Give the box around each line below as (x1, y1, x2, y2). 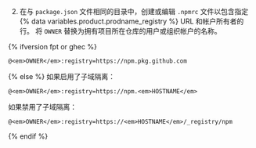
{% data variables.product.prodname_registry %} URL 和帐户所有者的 (19, 16, 244, 26)
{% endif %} (8, 132, 49, 141)
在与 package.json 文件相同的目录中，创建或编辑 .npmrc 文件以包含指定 (19, 7, 249, 16)
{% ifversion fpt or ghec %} (8, 42, 98, 51)
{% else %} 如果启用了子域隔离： (8, 72, 116, 81)
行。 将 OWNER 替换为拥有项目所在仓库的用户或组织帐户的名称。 (19, 27, 222, 35)
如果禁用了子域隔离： (8, 103, 77, 111)
